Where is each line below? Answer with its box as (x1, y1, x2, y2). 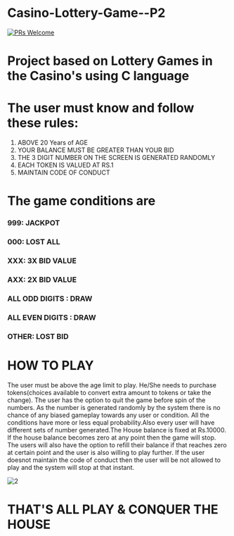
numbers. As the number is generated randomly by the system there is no (7, 403, 221, 411)
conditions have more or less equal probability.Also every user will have (7, 418, 215, 427)
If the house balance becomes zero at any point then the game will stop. (7, 433, 216, 442)
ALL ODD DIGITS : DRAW (7, 294, 93, 304)
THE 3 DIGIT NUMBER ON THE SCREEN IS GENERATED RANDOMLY (17, 154, 216, 162)
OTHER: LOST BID (7, 331, 69, 341)
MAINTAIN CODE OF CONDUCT (17, 168, 110, 177)
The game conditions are (7, 193, 156, 209)
